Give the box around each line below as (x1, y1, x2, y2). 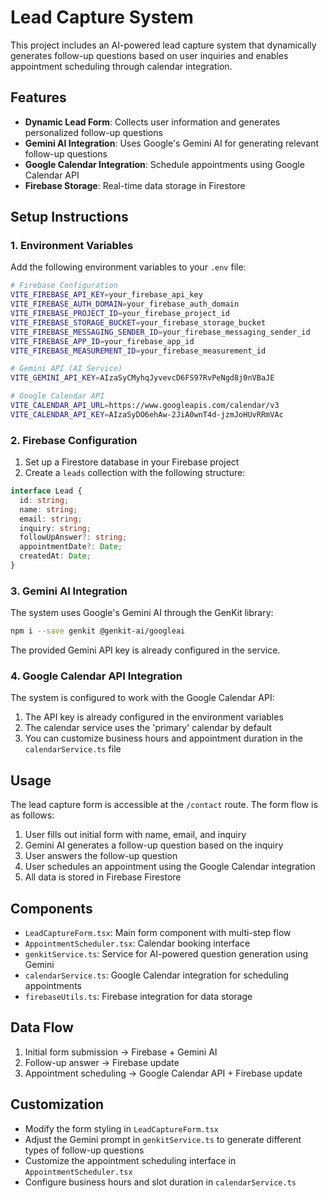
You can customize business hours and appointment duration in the (24, 732, 303, 745)
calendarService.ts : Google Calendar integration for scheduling (24, 969, 289, 981)
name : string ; (19, 504, 78, 515)
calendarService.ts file (24, 743, 122, 755)
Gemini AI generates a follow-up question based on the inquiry (24, 839, 284, 851)
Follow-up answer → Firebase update (24, 1056, 180, 1068)
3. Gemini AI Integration (10, 584, 128, 598)
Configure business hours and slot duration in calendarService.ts (24, 1176, 297, 1188)
